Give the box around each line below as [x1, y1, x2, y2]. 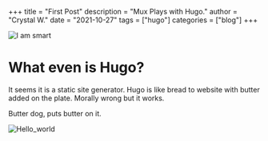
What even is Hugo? [8, 59, 145, 76]
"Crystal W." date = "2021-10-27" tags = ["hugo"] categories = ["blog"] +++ [8, 15, 258, 25]
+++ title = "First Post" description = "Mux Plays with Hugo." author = [8, 7, 238, 16]
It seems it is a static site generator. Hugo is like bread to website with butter [8, 84, 260, 94]
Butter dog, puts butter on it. [8, 108, 102, 118]
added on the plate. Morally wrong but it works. [8, 93, 165, 103]
